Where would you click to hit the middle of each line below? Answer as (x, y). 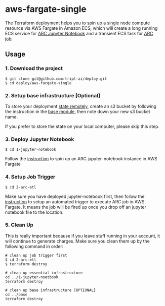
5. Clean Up (19, 225)
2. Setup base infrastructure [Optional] (53, 95)
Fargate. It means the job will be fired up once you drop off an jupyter (76, 207)
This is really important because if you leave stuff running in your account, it (82, 236)
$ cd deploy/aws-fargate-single (38, 83)
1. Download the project (34, 68)
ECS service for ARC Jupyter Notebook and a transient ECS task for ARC (79, 33)
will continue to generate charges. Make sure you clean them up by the (77, 241)
